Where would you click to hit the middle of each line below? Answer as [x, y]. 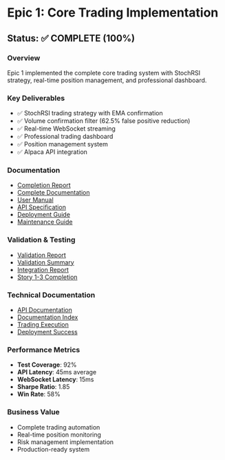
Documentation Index [47, 317]
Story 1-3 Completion [47, 277]
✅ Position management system [62, 144]
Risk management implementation [65, 442]
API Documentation [44, 310]
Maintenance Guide [45, 222]
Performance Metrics [44, 349]
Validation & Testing [41, 240]
